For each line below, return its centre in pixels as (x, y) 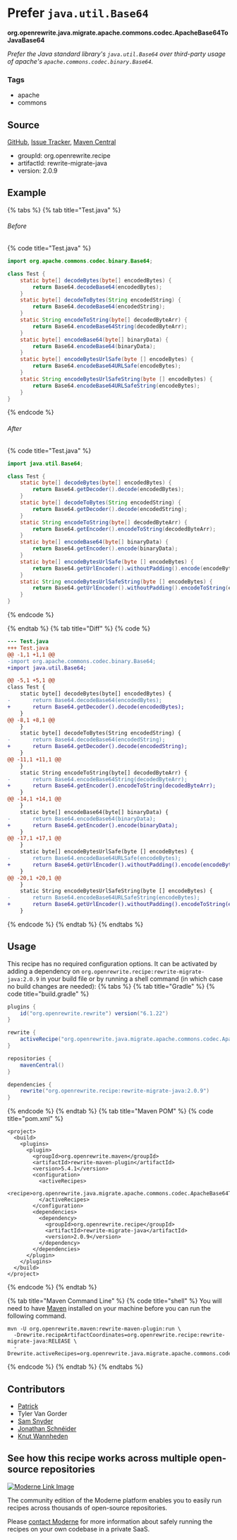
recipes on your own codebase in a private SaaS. (79, 1529)
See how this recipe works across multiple (102, 1458)
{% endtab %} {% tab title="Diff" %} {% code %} (79, 628)
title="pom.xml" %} (35, 1119)
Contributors (36, 1389)
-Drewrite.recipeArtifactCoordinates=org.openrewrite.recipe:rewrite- (120, 1335)
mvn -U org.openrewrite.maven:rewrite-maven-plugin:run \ (94, 1329)
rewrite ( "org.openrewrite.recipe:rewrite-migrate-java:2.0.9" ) (115, 1091)
